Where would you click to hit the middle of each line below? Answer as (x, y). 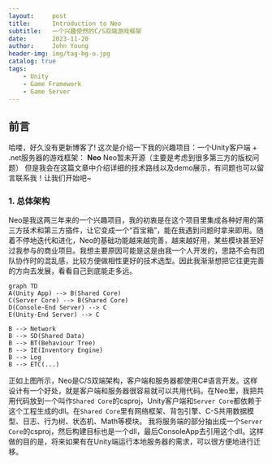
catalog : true (32, 62)
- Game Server (47, 91)
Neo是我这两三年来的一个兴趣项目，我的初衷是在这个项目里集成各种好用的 (133, 220)
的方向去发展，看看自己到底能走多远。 (72, 271)
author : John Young (49, 46)
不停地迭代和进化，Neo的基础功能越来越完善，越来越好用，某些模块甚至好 (140, 241)
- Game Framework (52, 84)
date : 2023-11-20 (49, 39)
